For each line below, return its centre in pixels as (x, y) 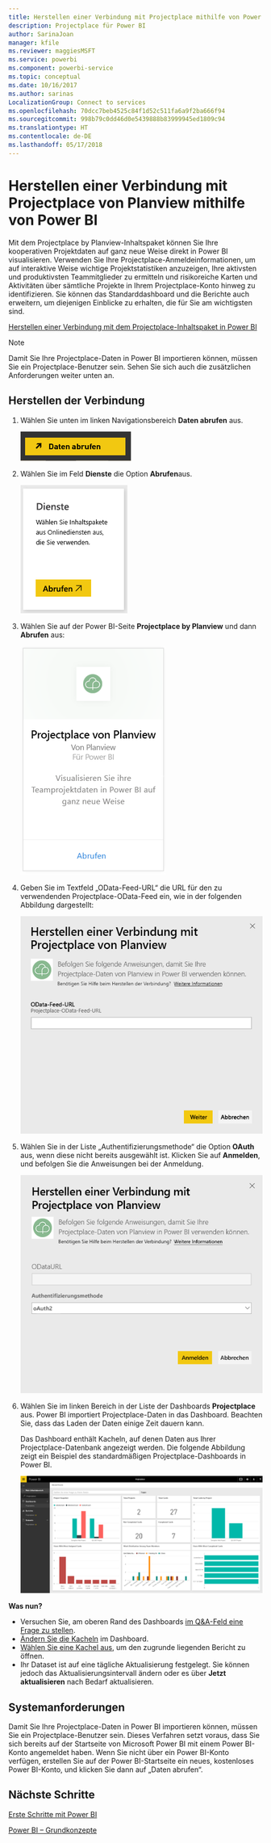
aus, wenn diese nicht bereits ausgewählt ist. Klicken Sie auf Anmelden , (140, 1155)
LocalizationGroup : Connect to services (77, 102)
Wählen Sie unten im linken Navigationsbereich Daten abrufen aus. (131, 420)
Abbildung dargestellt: (57, 905)
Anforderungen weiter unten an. (61, 375)
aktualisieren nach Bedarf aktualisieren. (87, 1682)
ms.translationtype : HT (48, 128)
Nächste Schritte (52, 1795)
